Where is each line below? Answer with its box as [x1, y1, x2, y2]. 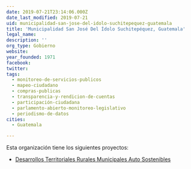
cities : [6, 116, 26, 122]
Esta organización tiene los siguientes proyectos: [6, 144, 129, 151]
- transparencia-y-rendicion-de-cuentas [12, 94, 115, 100]
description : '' [6, 37, 47, 43]
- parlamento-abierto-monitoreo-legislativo [12, 105, 126, 111]
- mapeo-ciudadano [12, 83, 59, 89]
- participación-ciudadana [12, 99, 80, 105]
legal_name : [6, 32, 36, 38]
